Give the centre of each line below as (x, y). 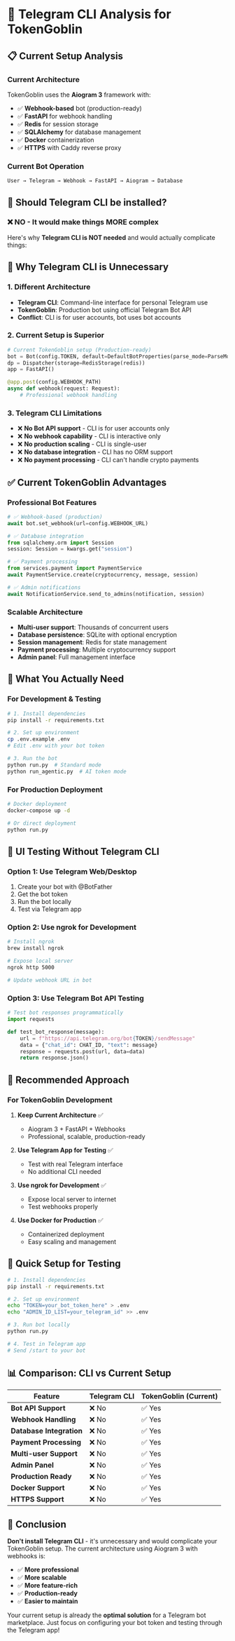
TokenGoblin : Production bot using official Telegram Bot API (105, 310)
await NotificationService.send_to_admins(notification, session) (106, 594)
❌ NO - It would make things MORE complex (83, 222)
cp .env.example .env (39, 739)
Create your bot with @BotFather (65, 887)
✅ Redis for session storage (58, 124)
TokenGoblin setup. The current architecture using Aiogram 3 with (102, 1548)
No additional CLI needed (64, 1171)
